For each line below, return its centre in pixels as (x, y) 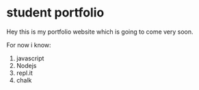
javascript (30, 58)
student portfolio (55, 13)
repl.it (24, 73)
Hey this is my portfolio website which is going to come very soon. (100, 32)
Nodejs (26, 65)
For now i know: (29, 45)
